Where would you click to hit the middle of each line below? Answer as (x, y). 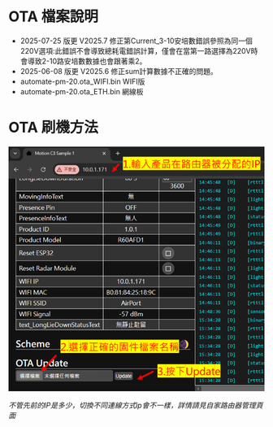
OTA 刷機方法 (54, 128)
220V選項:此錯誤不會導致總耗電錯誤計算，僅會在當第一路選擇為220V (135, 50)
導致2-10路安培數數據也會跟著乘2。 (87, 61)
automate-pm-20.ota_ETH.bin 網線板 (82, 91)
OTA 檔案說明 (54, 17)
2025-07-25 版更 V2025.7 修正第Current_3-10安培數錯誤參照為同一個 (136, 41)
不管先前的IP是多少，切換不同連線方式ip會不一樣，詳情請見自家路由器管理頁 (136, 405)
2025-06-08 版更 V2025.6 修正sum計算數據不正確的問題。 (119, 71)
